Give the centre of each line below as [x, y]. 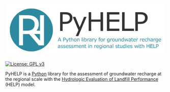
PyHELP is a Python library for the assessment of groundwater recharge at [83, 74]
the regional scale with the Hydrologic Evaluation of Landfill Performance [82, 79]
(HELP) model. [20, 84]
